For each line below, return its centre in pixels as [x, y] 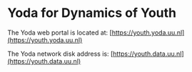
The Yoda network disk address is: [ [60, 54]
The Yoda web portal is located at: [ [60, 32]
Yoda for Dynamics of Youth [92, 13]
